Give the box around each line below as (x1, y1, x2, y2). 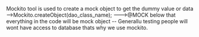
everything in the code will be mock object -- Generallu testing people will (6, 18, 188, 24)
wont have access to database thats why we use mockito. (6, 24, 148, 31)
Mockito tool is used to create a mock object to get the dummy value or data (6, 5, 194, 12)
